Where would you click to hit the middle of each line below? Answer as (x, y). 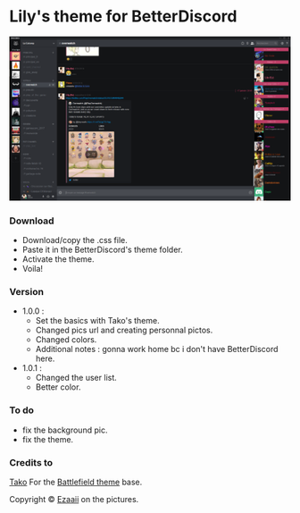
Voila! (32, 269)
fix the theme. (48, 439)
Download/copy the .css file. (75, 240)
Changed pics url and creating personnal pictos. (124, 330)
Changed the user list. (76, 378)
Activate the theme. (58, 259)
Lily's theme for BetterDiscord (123, 17)
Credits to (31, 462)
